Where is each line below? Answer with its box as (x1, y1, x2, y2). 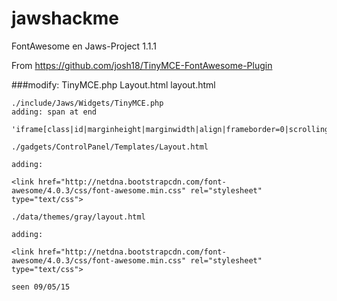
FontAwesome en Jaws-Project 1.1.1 (11, 40, 157, 52)
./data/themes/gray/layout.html (11, 212, 146, 222)
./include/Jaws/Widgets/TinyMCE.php (11, 98, 164, 108)
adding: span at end (11, 107, 98, 117)
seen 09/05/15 (11, 282, 71, 292)
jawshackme (11, 7, 119, 30)
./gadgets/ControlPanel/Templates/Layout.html (11, 142, 209, 152)
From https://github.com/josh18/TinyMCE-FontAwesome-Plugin (11, 59, 273, 71)
